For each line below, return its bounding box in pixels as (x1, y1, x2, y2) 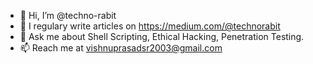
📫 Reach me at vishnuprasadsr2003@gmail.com (19, 42, 223, 54)
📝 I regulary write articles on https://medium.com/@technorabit (19, 20, 281, 32)
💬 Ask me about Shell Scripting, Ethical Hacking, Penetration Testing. (19, 31, 305, 42)
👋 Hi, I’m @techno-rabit (19, 10, 117, 21)
